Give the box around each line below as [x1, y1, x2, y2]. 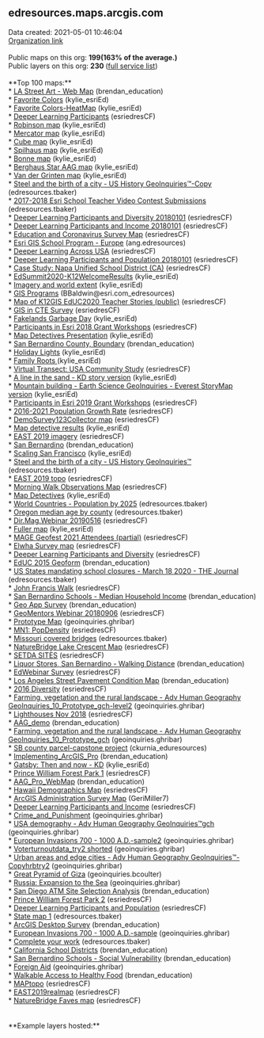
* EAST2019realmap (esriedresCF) [8, 986, 121, 997]
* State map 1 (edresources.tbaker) [8, 911, 123, 921]
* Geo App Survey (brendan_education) [8, 600, 137, 609]
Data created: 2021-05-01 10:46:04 [8, 27, 123, 36]
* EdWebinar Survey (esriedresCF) [8, 667, 121, 677]
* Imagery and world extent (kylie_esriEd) [8, 280, 144, 289]
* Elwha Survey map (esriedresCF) [8, 540, 121, 550]
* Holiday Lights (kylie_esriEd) [8, 347, 107, 357]
